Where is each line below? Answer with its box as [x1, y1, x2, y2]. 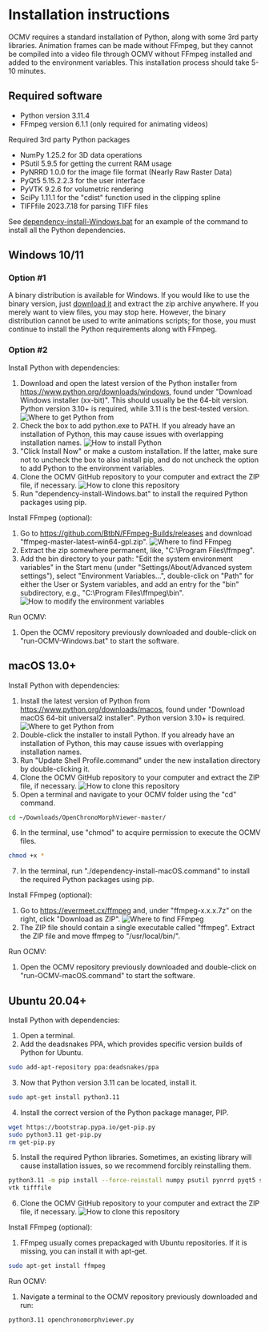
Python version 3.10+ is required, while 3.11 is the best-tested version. [19, 403, 250, 413]
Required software [8, 90, 102, 103]
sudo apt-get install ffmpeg [8, 1262, 106, 1270]
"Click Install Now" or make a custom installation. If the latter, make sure [19, 446, 258, 455]
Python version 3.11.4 [19, 110, 90, 120]
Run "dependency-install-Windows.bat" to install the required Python [19, 488, 248, 498]
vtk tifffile [8, 1184, 52, 1192]
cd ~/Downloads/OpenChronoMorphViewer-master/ [8, 813, 167, 821]
